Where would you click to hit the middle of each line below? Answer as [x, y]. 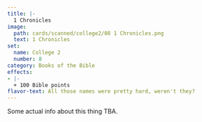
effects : [20, 72]
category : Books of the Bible [51, 66]
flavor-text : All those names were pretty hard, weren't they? [101, 91]
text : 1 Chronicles [42, 40]
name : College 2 [37, 53]
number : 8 [28, 59]
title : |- [22, 14]
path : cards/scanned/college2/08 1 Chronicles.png [89, 33]
